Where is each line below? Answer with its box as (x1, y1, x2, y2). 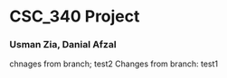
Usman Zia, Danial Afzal (9, 39, 117, 51)
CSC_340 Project (9, 6, 140, 27)
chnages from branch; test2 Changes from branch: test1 (9, 58, 219, 69)
